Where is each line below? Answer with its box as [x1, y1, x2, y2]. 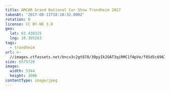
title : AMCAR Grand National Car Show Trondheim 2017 [5, 7, 121, 13]
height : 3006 [10, 73, 37, 78]
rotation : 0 [5, 17, 30, 22]
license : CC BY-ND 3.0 [5, 21, 53, 27]
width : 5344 [10, 69, 35, 74]
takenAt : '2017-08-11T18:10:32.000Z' [5, 12, 85, 17]
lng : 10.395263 [10, 36, 42, 41]
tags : [5, 40, 17, 45]
